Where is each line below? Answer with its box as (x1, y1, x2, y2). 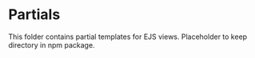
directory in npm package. (8, 40, 95, 49)
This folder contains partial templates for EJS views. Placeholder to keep (8, 32, 248, 41)
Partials (8, 6, 61, 24)
